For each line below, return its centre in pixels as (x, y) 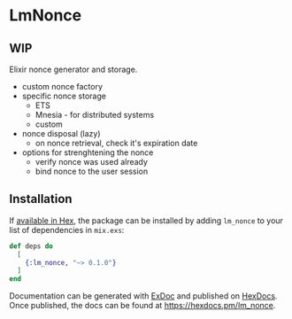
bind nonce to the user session (92, 171)
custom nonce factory (62, 86)
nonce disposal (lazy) (61, 133)
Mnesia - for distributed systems (95, 115)
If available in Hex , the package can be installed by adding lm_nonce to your (146, 220)
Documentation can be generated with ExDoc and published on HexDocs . (143, 296)
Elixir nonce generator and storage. (73, 69)
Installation (41, 199)
